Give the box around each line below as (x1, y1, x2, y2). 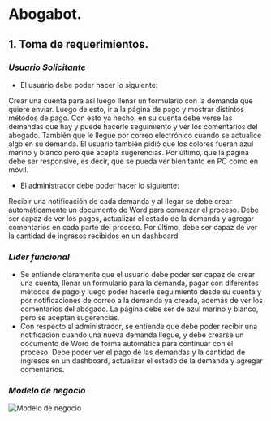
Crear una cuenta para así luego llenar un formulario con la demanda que (8, 95, 253, 106)
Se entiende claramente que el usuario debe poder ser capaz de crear (19, 270, 256, 280)
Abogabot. (8, 5, 83, 24)
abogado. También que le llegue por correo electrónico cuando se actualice (8, 130, 262, 140)
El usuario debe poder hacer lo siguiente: (19, 80, 158, 89)
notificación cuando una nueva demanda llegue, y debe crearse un (19, 330, 244, 340)
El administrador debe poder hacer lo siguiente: (19, 180, 180, 190)
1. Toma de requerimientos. (8, 37, 148, 51)
